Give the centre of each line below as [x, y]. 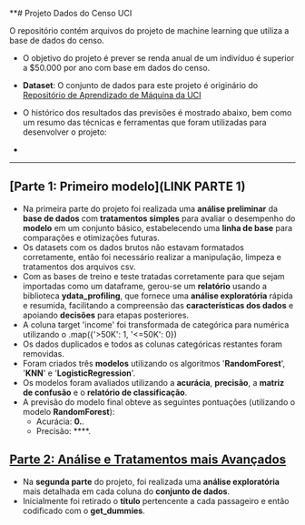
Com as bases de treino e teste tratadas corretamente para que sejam [153, 276]
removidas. [44, 353]
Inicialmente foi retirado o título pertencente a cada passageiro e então [156, 500]
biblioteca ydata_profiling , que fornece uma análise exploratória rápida [157, 296]
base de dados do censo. [57, 40]
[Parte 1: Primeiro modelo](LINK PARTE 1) [128, 187]
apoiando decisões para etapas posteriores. [105, 315]
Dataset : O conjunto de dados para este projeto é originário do [140, 85]
